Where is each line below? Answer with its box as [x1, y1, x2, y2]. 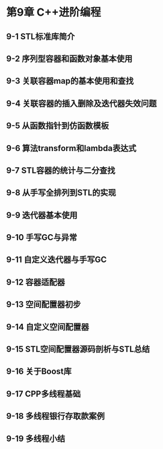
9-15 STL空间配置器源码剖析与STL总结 [6, 344, 150, 355]
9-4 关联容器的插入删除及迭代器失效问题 [6, 98, 157, 108]
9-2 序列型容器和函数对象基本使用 [6, 54, 133, 64]
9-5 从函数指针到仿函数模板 [6, 121, 109, 131]
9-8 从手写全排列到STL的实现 [6, 188, 116, 198]
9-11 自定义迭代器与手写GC [6, 255, 107, 265]
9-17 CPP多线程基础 [6, 389, 81, 399]
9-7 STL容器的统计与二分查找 [6, 165, 115, 175]
